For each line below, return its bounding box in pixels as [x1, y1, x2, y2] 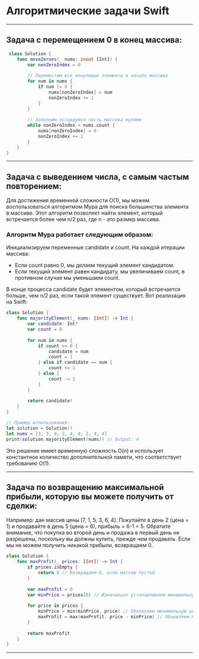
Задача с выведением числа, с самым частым [6, 172, 190, 182]
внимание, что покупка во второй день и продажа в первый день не [6, 529, 179, 536]
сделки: [6, 501, 37, 511]
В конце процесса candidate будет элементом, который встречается [6, 286, 181, 293]
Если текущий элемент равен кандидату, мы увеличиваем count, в [14, 268, 185, 275]
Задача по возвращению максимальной [6, 482, 164, 492]
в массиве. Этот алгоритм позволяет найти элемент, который [6, 209, 163, 217]
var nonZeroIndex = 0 [27, 62, 81, 68]
